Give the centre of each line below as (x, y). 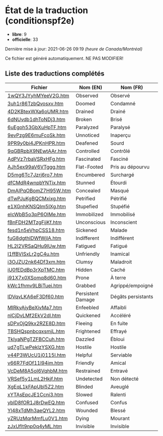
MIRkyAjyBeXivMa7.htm (35, 307)
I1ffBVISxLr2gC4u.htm (33, 254)
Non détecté (124, 379)
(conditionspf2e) (40, 21)
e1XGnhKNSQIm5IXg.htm (37, 206)
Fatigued (86, 246)
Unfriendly (88, 254)
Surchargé (122, 174)
